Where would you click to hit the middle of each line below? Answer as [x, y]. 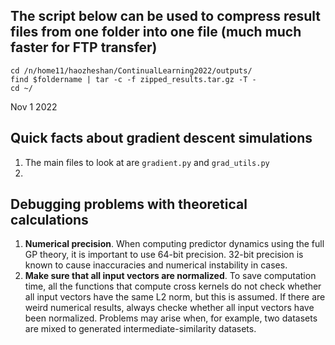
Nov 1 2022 [34, 106]
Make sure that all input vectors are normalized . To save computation [170, 276]
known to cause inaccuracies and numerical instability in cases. [156, 265]
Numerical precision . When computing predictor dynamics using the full [174, 244]
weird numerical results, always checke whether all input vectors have [169, 308]
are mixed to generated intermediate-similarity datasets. [140, 329]
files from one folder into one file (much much [156, 32]
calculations [49, 220]
